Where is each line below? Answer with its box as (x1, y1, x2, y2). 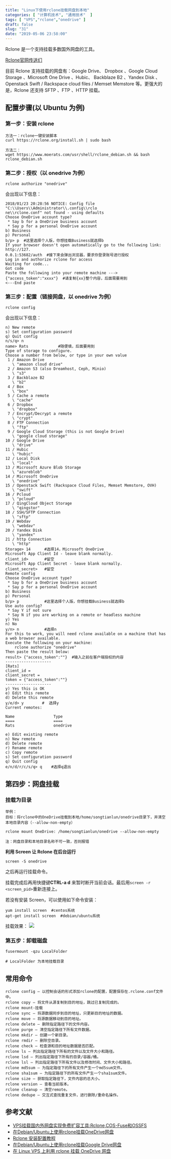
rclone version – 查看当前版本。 (5, 1082, 71, 1087)
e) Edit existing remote (5, 732, 58, 737)
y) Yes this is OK (5, 686, 45, 691)
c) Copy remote (5, 750, 38, 755)
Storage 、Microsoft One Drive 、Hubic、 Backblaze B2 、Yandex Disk (5, 74, 155, 80)
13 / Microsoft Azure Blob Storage (5, 465, 81, 470)
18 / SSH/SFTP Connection (5, 510, 60, 515)
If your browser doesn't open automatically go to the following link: (5, 242, 161, 248)
